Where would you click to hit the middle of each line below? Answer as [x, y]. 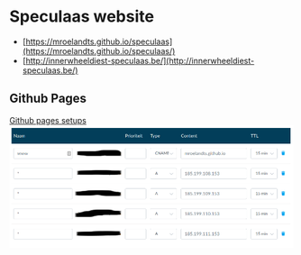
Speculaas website [82, 17]
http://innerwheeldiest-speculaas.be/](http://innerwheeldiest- [140, 60]
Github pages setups [48, 120]
